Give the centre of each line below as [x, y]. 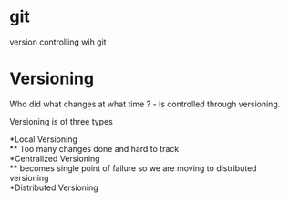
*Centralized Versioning [55, 158]
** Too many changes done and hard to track [94, 148]
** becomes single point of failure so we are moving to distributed [133, 168]
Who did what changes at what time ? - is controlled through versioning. [145, 104]
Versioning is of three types [62, 121]
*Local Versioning [43, 139]
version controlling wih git [58, 42]
